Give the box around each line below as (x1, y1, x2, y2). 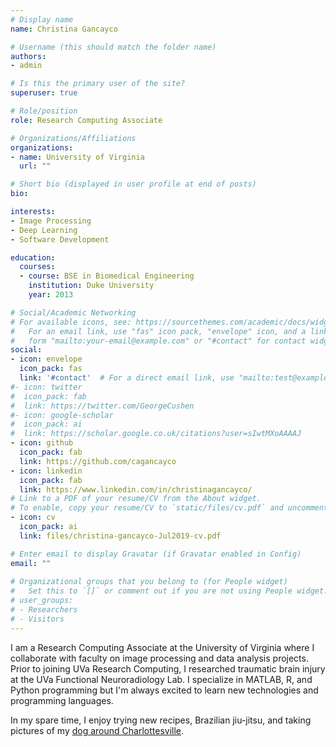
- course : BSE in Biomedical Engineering (19, 271, 195, 281)
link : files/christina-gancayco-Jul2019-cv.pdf (19, 531, 222, 541)
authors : (10, 51, 47, 61)
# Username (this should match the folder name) (10, 42, 217, 52)
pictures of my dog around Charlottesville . (10, 724, 185, 736)
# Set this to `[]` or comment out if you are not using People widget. (10, 586, 329, 596)
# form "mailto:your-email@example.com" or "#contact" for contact (10, 336, 307, 346)
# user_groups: (10, 596, 74, 606)
